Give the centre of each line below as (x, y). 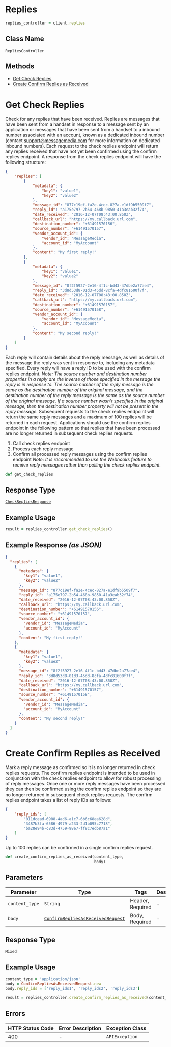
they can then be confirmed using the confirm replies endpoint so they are (83, 789)
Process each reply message (43, 449)
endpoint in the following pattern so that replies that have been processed (83, 428)
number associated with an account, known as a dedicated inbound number (85, 135)
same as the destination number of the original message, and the (74, 390)
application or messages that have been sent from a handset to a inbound (83, 130)
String (52, 904)
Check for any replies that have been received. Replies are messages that (82, 119)
